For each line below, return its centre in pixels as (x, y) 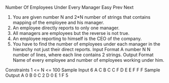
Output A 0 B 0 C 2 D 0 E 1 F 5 (37, 75)
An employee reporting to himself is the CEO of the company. (77, 38)
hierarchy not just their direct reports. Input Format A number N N (81, 49)
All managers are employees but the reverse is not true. (71, 33)
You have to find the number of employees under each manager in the (87, 44)
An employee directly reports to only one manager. (66, 28)
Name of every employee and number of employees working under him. (88, 60)
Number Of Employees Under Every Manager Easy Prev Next (69, 7)
